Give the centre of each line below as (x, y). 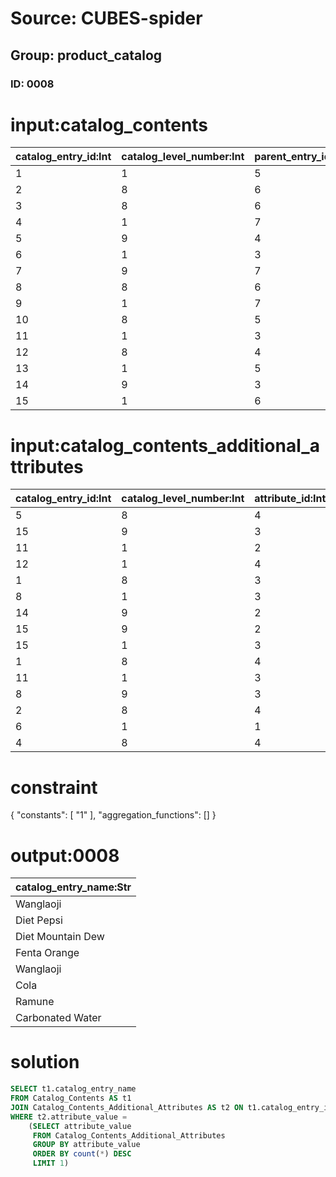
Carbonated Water (58, 1018)
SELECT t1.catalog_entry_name (73, 1089)
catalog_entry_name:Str (73, 887)
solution (45, 1062)
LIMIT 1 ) (51, 1163)
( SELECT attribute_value (80, 1126)
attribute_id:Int (290, 499)
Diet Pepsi (39, 920)
